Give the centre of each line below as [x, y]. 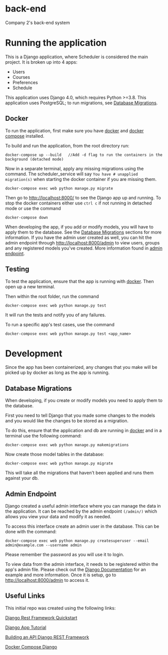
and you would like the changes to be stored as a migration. [67, 421]
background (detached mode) [35, 159]
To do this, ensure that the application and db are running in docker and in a [83, 430]
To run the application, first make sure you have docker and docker [74, 130]
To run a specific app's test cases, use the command [60, 324]
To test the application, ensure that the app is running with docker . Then [79, 281]
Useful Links [25, 596]
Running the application [56, 43]
